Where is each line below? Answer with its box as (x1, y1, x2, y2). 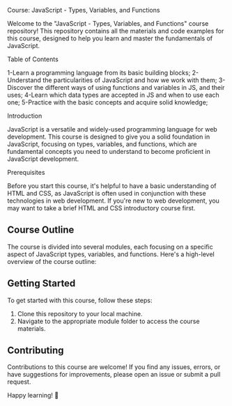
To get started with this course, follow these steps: (7, 296, 153, 304)
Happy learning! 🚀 (7, 391, 59, 400)
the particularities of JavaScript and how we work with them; (42, 76, 217, 84)
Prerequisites (7, 169, 45, 176)
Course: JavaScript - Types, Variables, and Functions (7, 6, 160, 14)
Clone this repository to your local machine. (17, 309, 143, 318)
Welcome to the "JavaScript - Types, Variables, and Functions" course (7, 19, 209, 27)
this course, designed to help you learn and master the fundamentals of (7, 34, 213, 42)
